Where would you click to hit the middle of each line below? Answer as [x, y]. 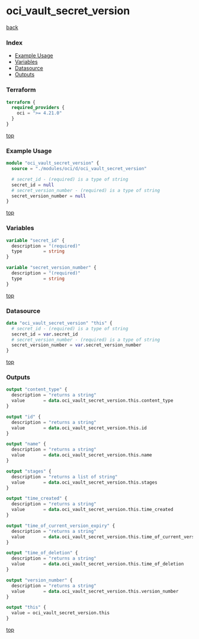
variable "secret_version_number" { [51, 268]
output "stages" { [29, 471]
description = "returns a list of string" [65, 477]
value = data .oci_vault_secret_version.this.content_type [92, 401]
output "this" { [26, 608]
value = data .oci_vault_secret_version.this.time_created [92, 510]
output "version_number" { [39, 580]
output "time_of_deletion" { [42, 553]
